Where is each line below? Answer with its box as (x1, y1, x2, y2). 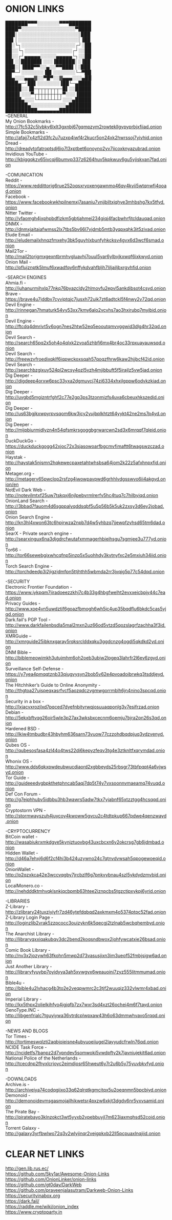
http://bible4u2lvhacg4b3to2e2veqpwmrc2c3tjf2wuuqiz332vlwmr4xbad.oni (5, 985, 166, 991)
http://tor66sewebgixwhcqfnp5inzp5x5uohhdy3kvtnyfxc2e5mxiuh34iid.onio (5, 552, 167, 558)
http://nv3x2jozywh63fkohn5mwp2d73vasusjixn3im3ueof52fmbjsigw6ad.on (5, 952, 167, 958)
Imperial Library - (5, 996, 42, 1002)
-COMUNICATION (5, 171, 44, 177)
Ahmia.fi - (5, 279, 27, 286)
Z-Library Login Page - (5, 914, 54, 921)
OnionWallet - (5, 866, 34, 872)
